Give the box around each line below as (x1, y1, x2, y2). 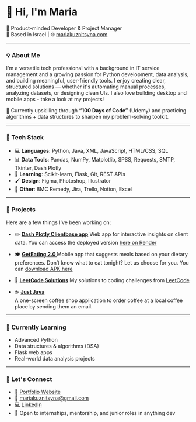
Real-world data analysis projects (14, 355, 95, 362)
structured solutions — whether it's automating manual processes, (6, 83, 166, 90)
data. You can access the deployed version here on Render (14, 239, 157, 246)
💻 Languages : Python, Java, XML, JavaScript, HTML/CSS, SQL (14, 147, 169, 154)
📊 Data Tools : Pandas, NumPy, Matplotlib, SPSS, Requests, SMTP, (14, 156, 176, 163)
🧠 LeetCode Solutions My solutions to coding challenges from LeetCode (14, 276, 190, 283)
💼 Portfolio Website (14, 389, 61, 396)
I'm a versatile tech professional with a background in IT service (6, 64, 160, 72)
